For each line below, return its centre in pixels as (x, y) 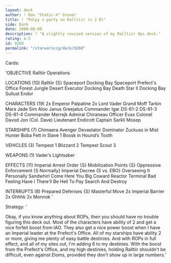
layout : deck (19, 10)
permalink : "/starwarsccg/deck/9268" (45, 48)
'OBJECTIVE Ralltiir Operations (38, 73)
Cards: (12, 63)
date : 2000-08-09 (24, 29)
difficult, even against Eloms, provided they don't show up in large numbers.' (86, 255)
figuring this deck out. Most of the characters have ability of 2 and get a (81, 222)
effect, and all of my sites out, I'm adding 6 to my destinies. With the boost (83, 244)
